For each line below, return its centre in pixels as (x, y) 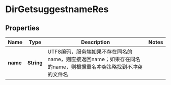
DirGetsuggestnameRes (57, 9)
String (35, 63)
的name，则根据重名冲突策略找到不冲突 (95, 67)
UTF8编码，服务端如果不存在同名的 (90, 52)
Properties (22, 28)
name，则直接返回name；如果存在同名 (94, 59)
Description (96, 42)
